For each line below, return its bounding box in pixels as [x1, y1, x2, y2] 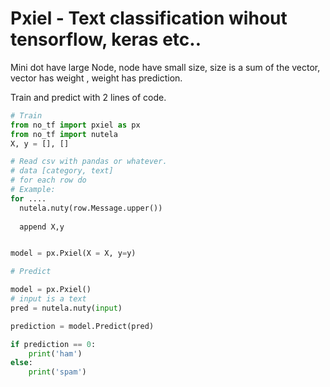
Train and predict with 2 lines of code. [10, 91, 167, 103]
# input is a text [10, 294, 87, 304]
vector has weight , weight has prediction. [10, 72, 183, 84]
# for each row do [10, 175, 87, 186]
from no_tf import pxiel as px [10, 120, 141, 130]
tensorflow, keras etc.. [10, 28, 202, 51]
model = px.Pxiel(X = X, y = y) [10, 248, 137, 259]
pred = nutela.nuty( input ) [10, 303, 123, 313]
